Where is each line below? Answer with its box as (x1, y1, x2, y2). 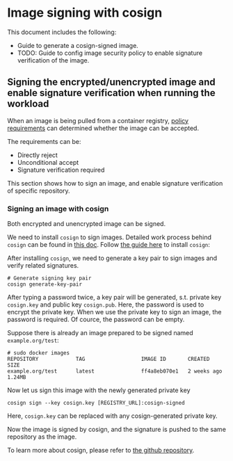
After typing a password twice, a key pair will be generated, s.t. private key (7, 293, 222, 302)
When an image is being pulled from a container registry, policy (7, 116, 189, 124)
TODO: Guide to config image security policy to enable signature (17, 49, 203, 57)
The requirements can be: (7, 137, 81, 145)
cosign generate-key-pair (7, 281, 82, 288)
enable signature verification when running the (7, 87, 216, 99)
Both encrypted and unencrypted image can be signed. (7, 220, 166, 228)
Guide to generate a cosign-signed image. (17, 41, 139, 49)
